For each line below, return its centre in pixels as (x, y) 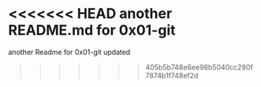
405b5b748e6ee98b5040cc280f (199, 67)
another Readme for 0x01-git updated (69, 52)
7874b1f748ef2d (172, 75)
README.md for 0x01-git (92, 30)
